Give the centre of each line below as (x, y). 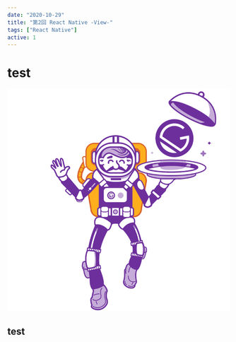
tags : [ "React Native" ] (42, 30)
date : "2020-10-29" (36, 15)
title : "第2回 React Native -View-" (60, 22)
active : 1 (22, 37)
